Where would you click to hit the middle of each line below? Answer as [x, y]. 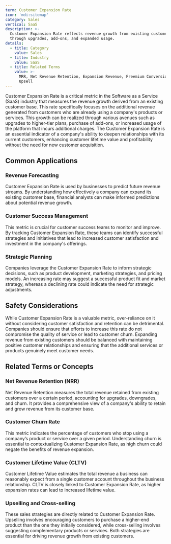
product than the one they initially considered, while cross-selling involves [83, 525]
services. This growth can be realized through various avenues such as [80, 118]
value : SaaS [27, 62]
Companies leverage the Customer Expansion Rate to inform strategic [78, 268]
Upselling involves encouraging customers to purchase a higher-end [77, 520]
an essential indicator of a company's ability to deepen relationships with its [85, 134]
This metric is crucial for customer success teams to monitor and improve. [83, 227]
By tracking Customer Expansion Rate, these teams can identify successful [84, 233]
